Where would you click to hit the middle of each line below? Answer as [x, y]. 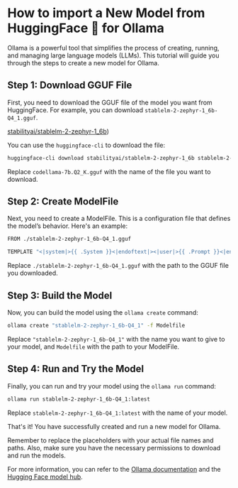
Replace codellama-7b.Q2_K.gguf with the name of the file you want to [109, 171]
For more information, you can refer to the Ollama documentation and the [114, 469]
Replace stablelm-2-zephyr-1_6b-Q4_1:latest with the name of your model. [118, 413]
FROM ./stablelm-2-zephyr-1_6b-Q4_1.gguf [69, 239]
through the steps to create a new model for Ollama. [83, 63]
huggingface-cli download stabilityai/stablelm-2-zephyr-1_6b [101, 158]
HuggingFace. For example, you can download [75, 110]
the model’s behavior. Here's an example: [68, 226]
